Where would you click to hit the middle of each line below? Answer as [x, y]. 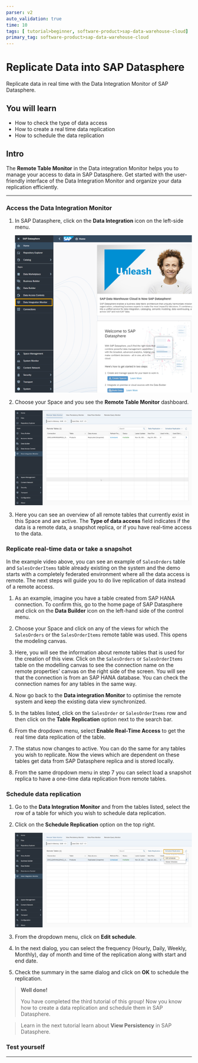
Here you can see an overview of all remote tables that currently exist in [102, 515]
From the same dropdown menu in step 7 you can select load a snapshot [103, 773]
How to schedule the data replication [59, 135]
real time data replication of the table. [60, 737]
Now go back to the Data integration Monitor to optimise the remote [98, 695]
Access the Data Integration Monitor [59, 208]
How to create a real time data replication [65, 129]
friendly [16, 181]
